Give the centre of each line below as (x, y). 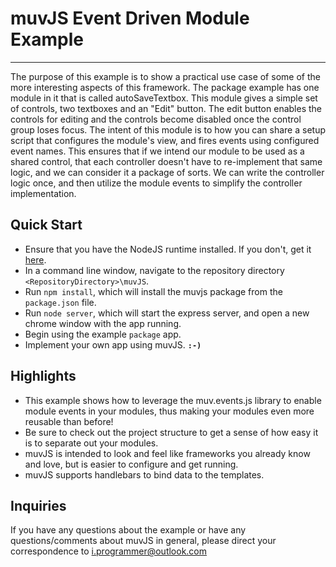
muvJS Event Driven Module (130, 18)
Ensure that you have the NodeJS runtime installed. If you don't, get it (168, 249)
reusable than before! (69, 421)
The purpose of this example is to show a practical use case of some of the (165, 76)
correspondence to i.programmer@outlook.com (109, 551)
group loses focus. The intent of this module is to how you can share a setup (168, 129)
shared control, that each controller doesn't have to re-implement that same (166, 161)
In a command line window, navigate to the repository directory (154, 270)
